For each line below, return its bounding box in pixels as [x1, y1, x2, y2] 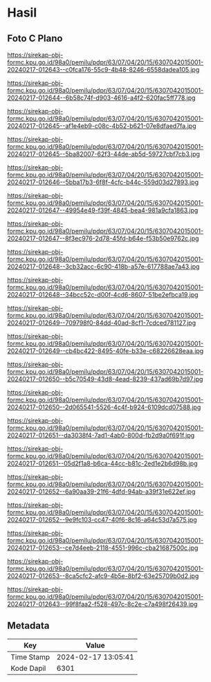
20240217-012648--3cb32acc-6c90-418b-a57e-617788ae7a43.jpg [7, 262, 200, 271]
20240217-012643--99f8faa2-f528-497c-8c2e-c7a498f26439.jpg [7, 600, 198, 608]
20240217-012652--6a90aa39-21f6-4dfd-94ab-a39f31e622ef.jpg [7, 487, 196, 496]
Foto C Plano [7, 33, 63, 44]
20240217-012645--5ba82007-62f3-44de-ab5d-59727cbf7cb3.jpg [7, 150, 201, 158]
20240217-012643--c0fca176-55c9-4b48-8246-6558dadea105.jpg [7, 66, 200, 73]
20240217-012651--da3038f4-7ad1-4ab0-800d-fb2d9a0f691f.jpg [7, 431, 195, 439]
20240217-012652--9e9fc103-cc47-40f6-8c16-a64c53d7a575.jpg [7, 516, 197, 523]
